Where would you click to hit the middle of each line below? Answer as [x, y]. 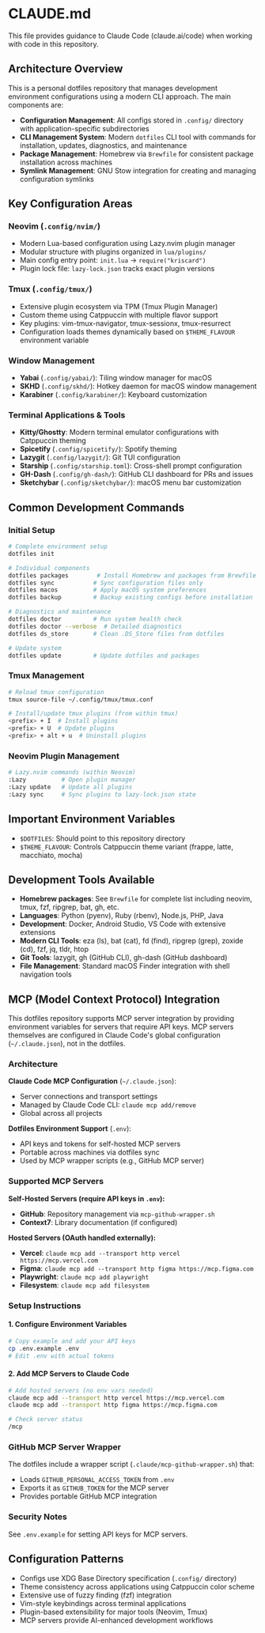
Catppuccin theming [53, 440]
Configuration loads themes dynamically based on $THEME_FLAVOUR [127, 331]
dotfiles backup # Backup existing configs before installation [131, 598]
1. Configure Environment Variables [68, 1325]
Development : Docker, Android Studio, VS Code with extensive [123, 924]
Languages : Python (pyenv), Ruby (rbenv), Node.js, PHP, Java [121, 916]
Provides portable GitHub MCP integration [88, 1496]
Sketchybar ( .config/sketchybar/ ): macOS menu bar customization [131, 482]
